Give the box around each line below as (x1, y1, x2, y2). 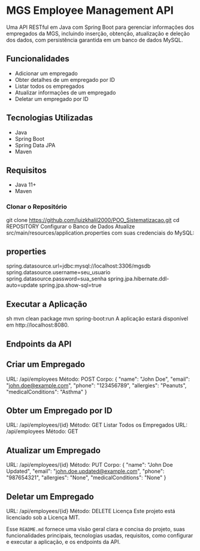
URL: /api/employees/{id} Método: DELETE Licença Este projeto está (6, 507, 175, 514)
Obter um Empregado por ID (6, 405, 113, 416)
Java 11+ (14, 181, 37, 188)
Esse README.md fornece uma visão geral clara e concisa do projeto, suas (6, 525, 186, 532)
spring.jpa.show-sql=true (39, 282, 102, 289)
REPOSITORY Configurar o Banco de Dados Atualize (6, 223, 135, 230)
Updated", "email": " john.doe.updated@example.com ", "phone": (6, 467, 165, 475)
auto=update (6, 282, 38, 289)
